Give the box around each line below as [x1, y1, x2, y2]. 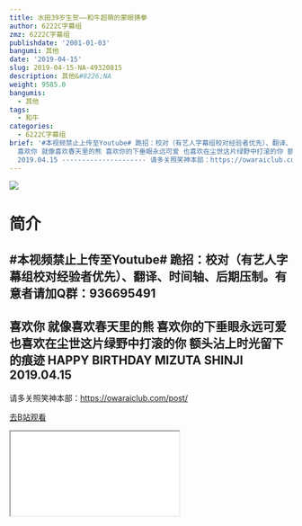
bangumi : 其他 [9, 47, 60, 56]
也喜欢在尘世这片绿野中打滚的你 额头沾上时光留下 [9, 336, 284, 352]
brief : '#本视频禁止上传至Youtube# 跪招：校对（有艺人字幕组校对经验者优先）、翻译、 [9, 138, 293, 147]
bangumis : [9, 88, 47, 97]
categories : [9, 122, 54, 131]
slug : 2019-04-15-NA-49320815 [9, 64, 123, 73]
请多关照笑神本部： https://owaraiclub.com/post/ [9, 392, 189, 403]
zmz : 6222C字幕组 [9, 30, 70, 39]
